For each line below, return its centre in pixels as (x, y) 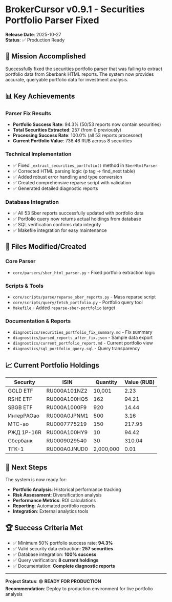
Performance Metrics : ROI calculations (54, 500)
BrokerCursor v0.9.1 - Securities (75, 9)
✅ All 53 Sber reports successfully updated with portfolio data (78, 213)
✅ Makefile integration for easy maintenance (60, 230)
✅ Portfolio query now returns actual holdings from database (77, 219)
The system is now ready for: (36, 479)
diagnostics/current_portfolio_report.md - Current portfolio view (83, 343)
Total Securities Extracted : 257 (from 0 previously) (67, 130)
